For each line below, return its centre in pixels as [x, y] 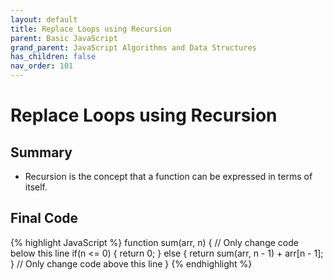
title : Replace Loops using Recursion [91, 29]
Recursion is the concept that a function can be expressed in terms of [168, 176]
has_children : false [53, 57]
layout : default [44, 19]
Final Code [44, 218]
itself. [36, 187]
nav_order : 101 [42, 66]
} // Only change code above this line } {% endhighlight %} [131, 263]
